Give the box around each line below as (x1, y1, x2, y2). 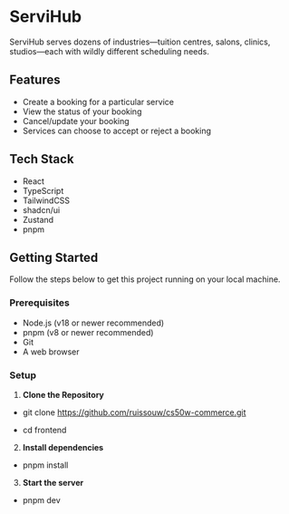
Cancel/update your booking (22, 115, 130, 126)
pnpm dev (22, 494, 61, 505)
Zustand (22, 214, 54, 225)
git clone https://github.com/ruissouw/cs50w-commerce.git (22, 406, 246, 418)
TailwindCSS (22, 195, 71, 206)
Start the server (22, 477, 84, 488)
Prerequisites (9, 296, 70, 309)
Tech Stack (9, 151, 74, 167)
